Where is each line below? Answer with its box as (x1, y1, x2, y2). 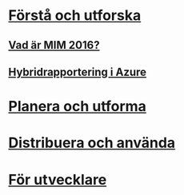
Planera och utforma (8, 97, 146, 116)
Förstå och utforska (8, 6, 142, 25)
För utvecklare (8, 170, 107, 189)
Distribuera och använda (8, 134, 176, 152)
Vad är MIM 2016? (8, 38, 100, 52)
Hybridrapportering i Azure (8, 65, 146, 78)
